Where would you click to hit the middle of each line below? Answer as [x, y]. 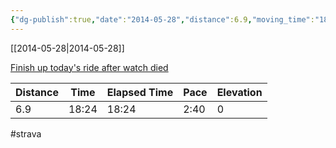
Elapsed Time [140, 92]
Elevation [239, 92]
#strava [26, 133]
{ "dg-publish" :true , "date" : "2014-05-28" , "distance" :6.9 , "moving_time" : [162, 19]
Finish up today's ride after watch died [89, 67]
